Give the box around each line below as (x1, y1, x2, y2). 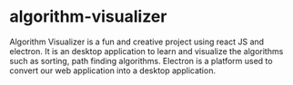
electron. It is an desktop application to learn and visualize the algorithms (9, 45, 284, 56)
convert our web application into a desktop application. (9, 65, 217, 76)
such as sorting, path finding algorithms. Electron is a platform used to (9, 55, 273, 66)
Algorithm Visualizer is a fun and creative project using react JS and (9, 36, 265, 47)
